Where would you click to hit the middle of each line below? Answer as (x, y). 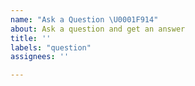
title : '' (31, 38)
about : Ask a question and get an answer (98, 29)
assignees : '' (40, 57)
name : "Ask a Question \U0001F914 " (84, 19)
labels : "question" (51, 47)
